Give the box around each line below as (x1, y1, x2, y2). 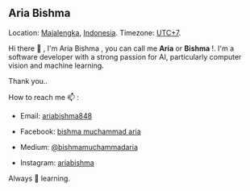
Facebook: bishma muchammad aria (19, 127, 141, 136)
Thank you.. (8, 76, 48, 85)
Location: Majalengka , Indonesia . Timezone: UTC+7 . (8, 27, 181, 37)
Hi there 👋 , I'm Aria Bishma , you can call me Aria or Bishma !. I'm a (8, 44, 235, 53)
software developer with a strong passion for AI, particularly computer (8, 52, 242, 61)
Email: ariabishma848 (19, 110, 93, 120)
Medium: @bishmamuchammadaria (19, 142, 139, 152)
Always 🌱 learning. (8, 173, 71, 183)
